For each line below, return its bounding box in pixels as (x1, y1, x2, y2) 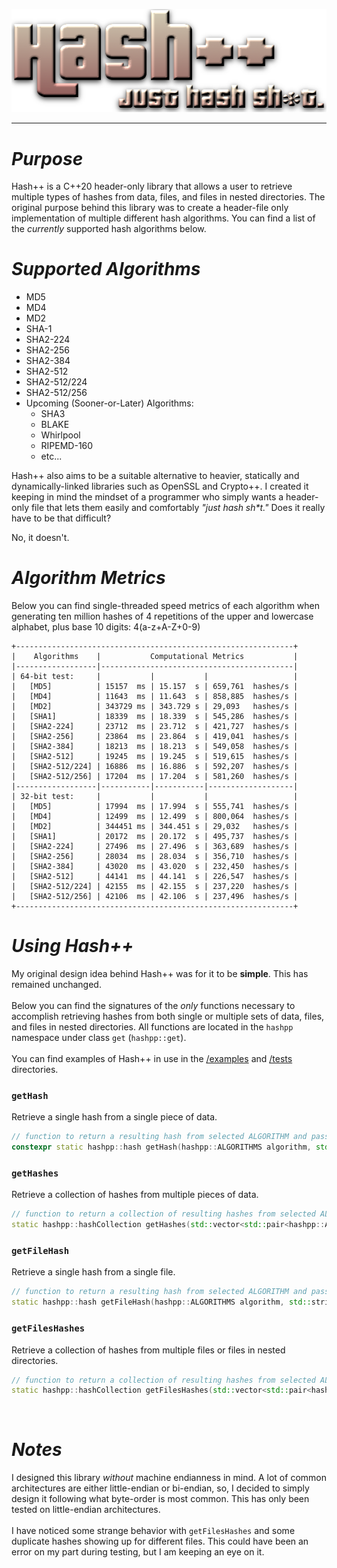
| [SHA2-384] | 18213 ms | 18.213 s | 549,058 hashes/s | (11, 742, 299, 752)
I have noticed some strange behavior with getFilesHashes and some (11, 1525, 296, 1537)
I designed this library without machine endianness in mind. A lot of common (11, 1472, 327, 1484)
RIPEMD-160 (40, 440, 94, 452)
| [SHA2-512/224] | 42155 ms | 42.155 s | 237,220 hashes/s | (11, 882, 299, 892)
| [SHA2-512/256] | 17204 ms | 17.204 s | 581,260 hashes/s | (11, 772, 299, 782)
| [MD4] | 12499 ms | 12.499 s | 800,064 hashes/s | (11, 812, 299, 822)
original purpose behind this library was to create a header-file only (11, 202, 289, 214)
